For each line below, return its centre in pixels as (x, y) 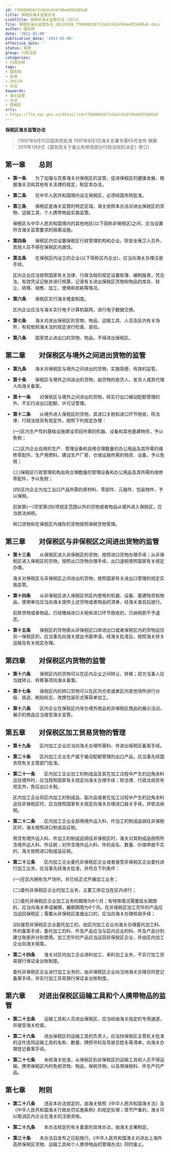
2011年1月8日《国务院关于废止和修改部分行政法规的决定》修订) (83, 147)
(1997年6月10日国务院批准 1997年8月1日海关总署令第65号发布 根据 (87, 141)
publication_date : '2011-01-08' (39, 39)
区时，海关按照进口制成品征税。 (46, 827)
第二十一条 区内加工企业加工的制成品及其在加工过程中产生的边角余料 (88, 774)
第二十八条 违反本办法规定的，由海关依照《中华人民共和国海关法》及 (88, 1103)
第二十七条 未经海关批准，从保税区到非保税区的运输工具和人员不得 (86, 1059)
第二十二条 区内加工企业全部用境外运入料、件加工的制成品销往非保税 (88, 821)
